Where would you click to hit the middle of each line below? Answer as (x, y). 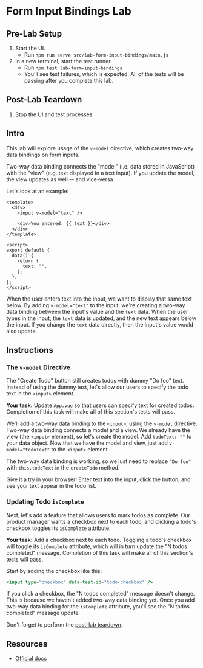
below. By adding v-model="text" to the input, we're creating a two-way (96, 305)
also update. (22, 331)
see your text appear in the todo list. (52, 486)
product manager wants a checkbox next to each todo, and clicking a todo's (101, 521)
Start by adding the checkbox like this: (54, 571)
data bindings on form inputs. (43, 155)
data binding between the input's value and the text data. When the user (97, 311)
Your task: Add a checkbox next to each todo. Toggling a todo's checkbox (99, 540)
